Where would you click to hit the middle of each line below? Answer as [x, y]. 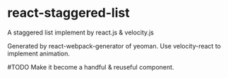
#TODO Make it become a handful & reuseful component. [91, 67]
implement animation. [39, 53]
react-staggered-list [68, 13]
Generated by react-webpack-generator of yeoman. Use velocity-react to [114, 46]
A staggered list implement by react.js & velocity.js [80, 32]
